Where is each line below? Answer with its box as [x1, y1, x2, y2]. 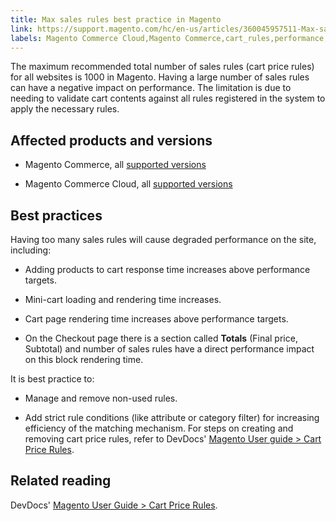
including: [10, 244, 52, 256]
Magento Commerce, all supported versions [24, 159, 207, 171]
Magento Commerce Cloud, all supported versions [24, 178, 233, 190]
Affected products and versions [10, 132, 213, 149]
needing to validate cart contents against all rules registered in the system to [10, 92, 326, 105]
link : [10, 24, 33, 34]
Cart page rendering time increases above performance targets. [24, 313, 289, 325]
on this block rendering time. [24, 354, 144, 365]
